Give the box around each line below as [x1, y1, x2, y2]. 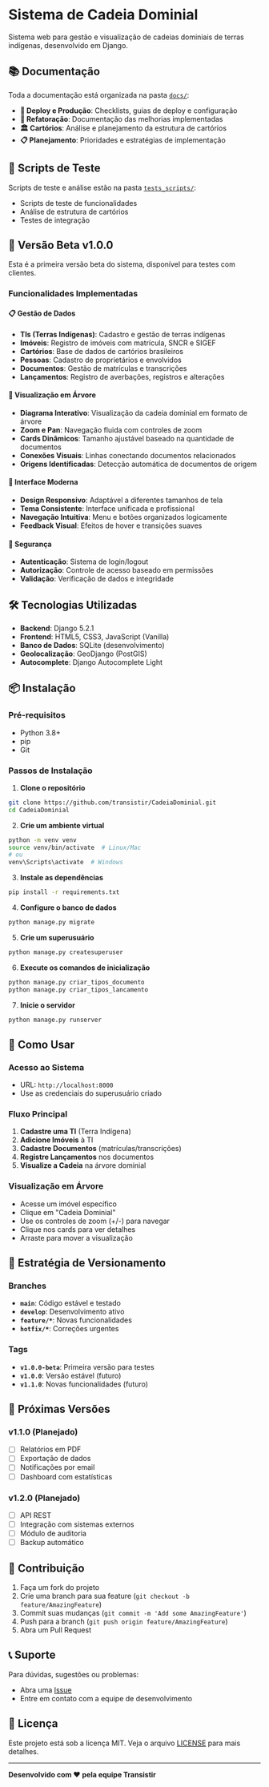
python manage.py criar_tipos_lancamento [8, 985, 149, 994]
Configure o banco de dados [19, 903, 118, 912]
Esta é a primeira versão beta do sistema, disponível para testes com [8, 260, 236, 269]
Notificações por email [19, 1463, 95, 1472]
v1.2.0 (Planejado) [8, 1492, 81, 1503]
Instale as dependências [19, 873, 104, 883]
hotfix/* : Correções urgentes [19, 1324, 119, 1334]
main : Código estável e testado [19, 1298, 122, 1308]
